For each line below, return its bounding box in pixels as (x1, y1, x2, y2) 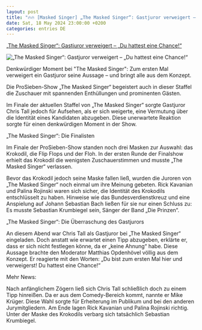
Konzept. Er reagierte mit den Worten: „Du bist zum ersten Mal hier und (6, 255, 183, 263)
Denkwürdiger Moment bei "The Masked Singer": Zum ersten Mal (6, 66, 169, 73)
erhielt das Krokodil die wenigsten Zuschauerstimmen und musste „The (6, 157, 183, 164)
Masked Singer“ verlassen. (6, 163, 73, 170)
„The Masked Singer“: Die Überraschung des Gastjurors (6, 218, 144, 225)
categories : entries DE (6, 25, 66, 32)
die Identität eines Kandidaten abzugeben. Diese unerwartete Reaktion (6, 114, 182, 121)
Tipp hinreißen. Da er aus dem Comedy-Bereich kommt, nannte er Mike (6, 292, 183, 299)
